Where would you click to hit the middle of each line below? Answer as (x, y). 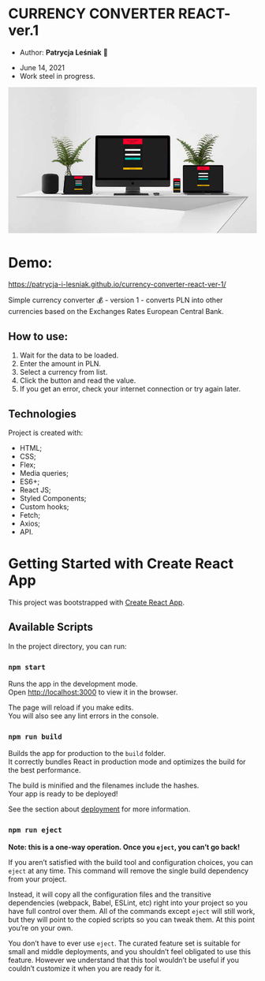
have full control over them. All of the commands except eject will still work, (132, 911)
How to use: (38, 336)
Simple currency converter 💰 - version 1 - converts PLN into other (116, 300)
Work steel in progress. (58, 76)
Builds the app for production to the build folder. (87, 754)
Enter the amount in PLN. (60, 364)
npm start (27, 667)
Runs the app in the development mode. (73, 684)
